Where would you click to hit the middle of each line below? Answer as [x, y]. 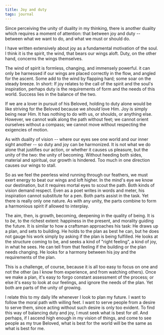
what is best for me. [25, 328]
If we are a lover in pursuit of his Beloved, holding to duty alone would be [79, 103]
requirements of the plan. [31, 257]
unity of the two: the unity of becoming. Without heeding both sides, [74, 155]
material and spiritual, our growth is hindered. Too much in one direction [78, 160]
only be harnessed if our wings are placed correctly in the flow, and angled [81, 73]
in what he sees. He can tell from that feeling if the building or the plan [76, 247]
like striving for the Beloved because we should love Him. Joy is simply [76, 109]
